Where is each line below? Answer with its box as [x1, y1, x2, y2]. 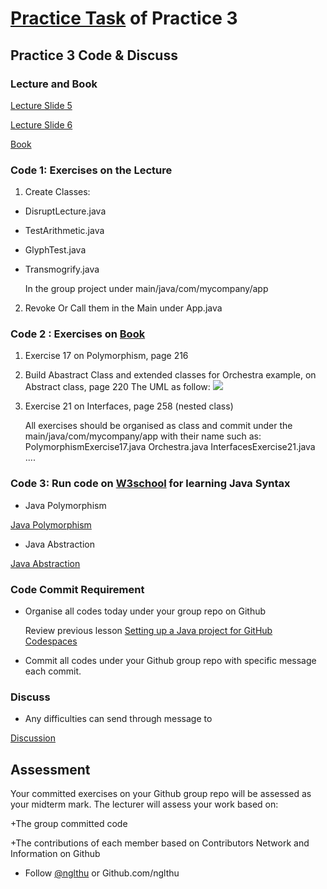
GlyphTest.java [24, 244, 87, 256]
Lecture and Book [10, 77, 98, 91]
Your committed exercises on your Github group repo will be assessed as [10, 788, 312, 800]
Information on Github [10, 848, 101, 860]
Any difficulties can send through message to [24, 713, 213, 725]
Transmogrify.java [24, 263, 100, 276]
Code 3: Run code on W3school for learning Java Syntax [10, 477, 291, 491]
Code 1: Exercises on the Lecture [10, 163, 173, 177]
